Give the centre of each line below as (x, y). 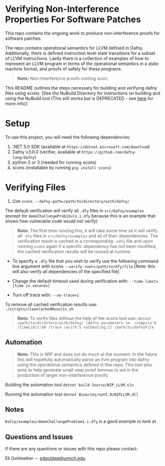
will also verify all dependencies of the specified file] (66, 271)
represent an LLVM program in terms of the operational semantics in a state (82, 63)
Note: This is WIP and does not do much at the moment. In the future (87, 354)
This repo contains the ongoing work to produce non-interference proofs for (82, 33)
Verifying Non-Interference (62, 9)
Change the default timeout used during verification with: (70, 281)
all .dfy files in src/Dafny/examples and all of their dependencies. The (88, 236)
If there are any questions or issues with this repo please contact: (71, 449)
